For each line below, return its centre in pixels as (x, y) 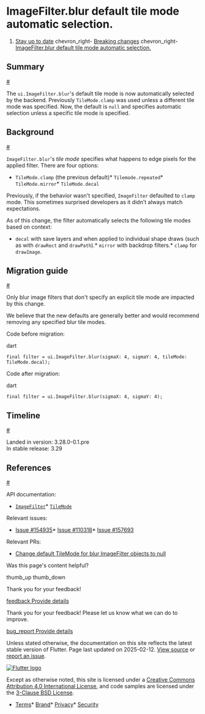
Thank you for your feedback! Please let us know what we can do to (92, 613)
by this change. (26, 304)
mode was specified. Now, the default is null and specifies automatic (94, 106)
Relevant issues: (27, 518)
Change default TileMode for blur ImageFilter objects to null (91, 554)
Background (30, 132)
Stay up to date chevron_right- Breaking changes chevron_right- (97, 41)
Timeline (24, 415)
